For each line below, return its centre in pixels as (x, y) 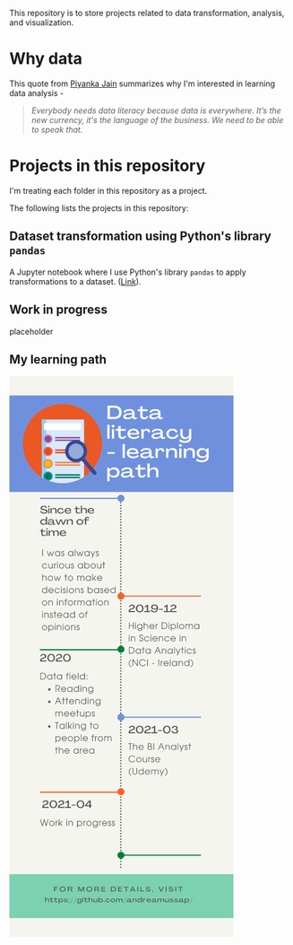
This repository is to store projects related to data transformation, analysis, (147, 13)
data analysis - (37, 92)
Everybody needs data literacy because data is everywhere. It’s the (156, 110)
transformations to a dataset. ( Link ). (75, 281)
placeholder (31, 331)
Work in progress (58, 310)
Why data (46, 59)
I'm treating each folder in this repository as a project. (108, 190)
